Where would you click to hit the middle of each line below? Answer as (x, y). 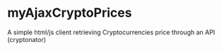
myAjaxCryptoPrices (70, 13)
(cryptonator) (27, 39)
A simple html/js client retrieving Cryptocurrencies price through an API (111, 32)
